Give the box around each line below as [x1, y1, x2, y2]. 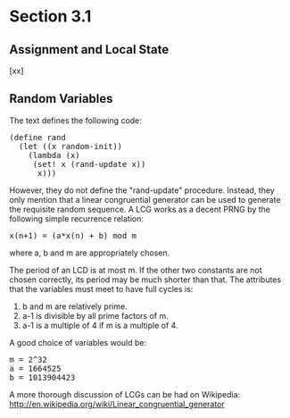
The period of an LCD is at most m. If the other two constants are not [9, 264, 262, 275]
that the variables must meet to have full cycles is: [9, 283, 194, 294]
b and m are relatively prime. [21, 301, 128, 312]
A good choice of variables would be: [9, 337, 147, 347]
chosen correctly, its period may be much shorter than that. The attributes [9, 274, 282, 285]
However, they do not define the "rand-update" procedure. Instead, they [9, 185, 275, 196]
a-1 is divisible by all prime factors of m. [21, 310, 169, 321]
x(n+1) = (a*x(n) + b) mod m [9, 230, 137, 240]
